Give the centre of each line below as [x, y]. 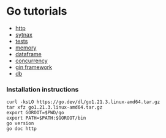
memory [26, 48]
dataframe [28, 54]
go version [20, 123]
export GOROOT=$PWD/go [35, 113]
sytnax [24, 34]
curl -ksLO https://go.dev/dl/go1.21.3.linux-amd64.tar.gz [83, 102]
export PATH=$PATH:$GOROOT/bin [46, 118]
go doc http [21, 129]
